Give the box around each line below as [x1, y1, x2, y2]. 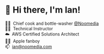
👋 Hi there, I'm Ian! [5, 4, 81, 16]
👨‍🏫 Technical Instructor [5, 25, 53, 31]
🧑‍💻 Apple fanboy [5, 38, 40, 44]
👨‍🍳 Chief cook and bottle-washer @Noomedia [5, 20, 99, 26]
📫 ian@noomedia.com [5, 43, 52, 49]
